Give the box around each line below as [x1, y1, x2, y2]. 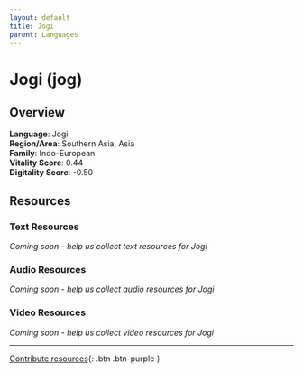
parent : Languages [9, 30, 78, 39]
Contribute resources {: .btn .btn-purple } [9, 353, 161, 364]
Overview [9, 105, 66, 120]
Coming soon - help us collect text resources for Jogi [9, 241, 207, 252]
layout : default [9, 13, 70, 23]
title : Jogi [9, 22, 54, 31]
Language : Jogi [9, 128, 69, 140]
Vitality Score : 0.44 [9, 157, 84, 168]
